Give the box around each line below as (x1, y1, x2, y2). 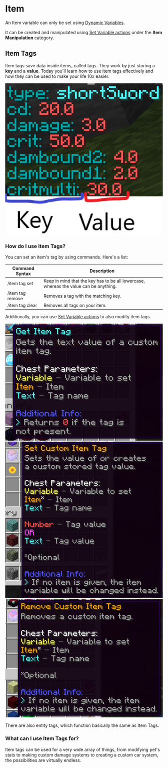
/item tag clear (7, 302, 37, 309)
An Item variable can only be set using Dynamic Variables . (5, 20, 125, 26)
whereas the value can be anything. (43, 283, 117, 289)
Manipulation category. (5, 35, 54, 41)
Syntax (15, 271, 31, 277)
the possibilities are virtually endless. (5, 757, 81, 763)
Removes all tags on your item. (43, 302, 106, 309)
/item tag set (7, 281, 33, 287)
